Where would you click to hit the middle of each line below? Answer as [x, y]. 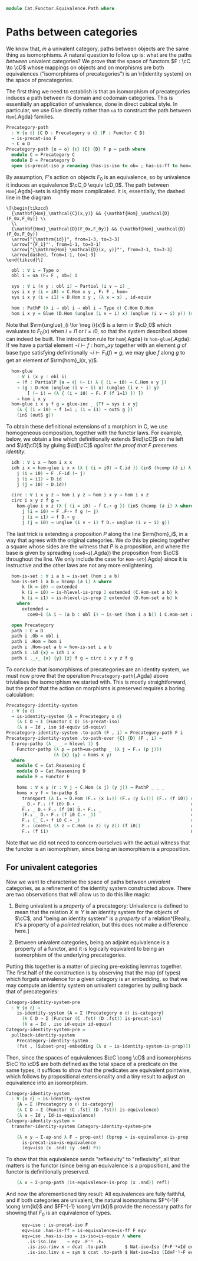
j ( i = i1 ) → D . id [39, 479]
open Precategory [33, 625]
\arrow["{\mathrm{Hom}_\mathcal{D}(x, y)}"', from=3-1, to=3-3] [92, 249]
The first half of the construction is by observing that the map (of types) [93, 973]
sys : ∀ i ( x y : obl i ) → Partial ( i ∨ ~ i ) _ [71, 287]
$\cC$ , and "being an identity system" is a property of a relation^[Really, [103, 918]
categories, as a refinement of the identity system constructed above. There [99, 888]
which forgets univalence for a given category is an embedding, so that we [97, 979]
